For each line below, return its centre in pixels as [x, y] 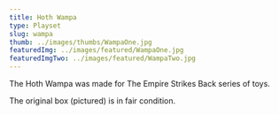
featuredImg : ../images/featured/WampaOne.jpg [97, 50]
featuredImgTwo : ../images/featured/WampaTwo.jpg [103, 58]
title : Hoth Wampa [43, 17]
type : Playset [35, 26]
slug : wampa [31, 34]
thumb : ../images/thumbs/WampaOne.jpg [81, 42]
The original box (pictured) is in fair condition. [93, 101]
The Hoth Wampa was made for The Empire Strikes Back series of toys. [139, 84]
